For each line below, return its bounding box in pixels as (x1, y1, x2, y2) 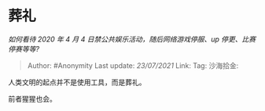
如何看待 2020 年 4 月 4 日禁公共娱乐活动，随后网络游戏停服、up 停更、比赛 (8, 34, 256, 44)
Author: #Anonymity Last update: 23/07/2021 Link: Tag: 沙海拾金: (27, 60, 239, 70)
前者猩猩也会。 (8, 94, 57, 103)
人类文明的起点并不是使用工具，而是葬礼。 (8, 77, 146, 87)
